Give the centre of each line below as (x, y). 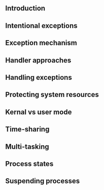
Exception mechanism (41, 43)
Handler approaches (38, 60)
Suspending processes (43, 181)
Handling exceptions (39, 77)
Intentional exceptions (41, 26)
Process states (29, 164)
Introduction (25, 8)
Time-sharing (27, 129)
